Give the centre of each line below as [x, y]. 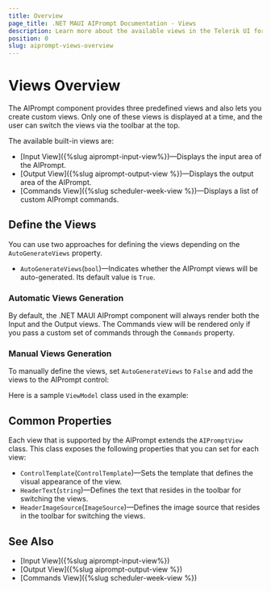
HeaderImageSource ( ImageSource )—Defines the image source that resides [140, 507]
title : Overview [35, 16]
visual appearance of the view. [71, 482]
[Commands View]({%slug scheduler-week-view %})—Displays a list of [139, 191]
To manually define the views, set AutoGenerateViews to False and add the [131, 371]
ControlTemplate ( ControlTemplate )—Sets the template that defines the [137, 473]
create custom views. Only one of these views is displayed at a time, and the [135, 117]
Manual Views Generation [60, 354]
